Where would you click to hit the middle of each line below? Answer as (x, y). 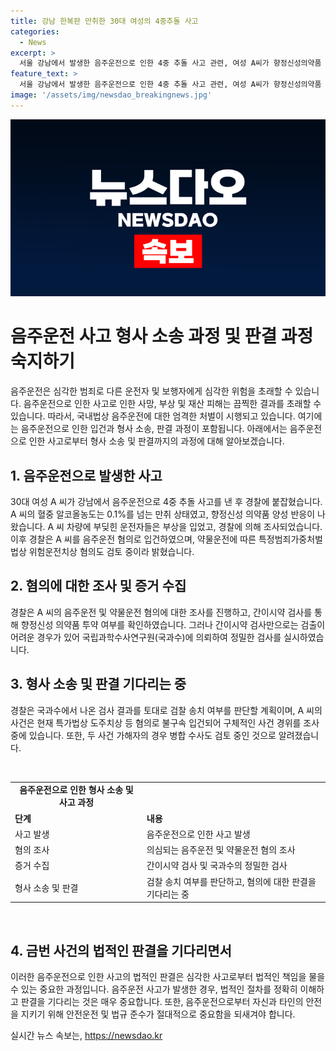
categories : (35, 31)
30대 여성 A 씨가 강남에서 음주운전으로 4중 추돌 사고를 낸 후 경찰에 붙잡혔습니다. (166, 501)
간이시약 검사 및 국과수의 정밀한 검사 (217, 866)
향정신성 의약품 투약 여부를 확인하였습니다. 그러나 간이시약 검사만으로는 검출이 (173, 624)
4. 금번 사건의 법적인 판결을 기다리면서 (121, 950)
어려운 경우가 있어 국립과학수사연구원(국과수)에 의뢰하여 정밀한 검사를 (146, 637)
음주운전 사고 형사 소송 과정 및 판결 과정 (162, 336)
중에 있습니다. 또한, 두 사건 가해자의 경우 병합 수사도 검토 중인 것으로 (143, 735)
